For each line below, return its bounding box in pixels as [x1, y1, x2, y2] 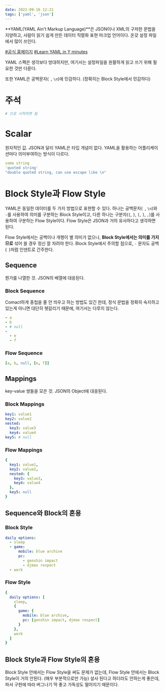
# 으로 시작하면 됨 [5, 111, 38, 116]
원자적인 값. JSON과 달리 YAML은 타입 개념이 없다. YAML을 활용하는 [5, 145, 137, 151]
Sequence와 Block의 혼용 [5, 509, 82, 517]
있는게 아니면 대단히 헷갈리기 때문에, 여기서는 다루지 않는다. [5, 305, 119, 311]
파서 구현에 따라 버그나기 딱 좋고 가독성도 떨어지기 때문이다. [5, 682, 119, 688]
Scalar [5, 128, 32, 139]
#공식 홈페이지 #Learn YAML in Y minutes [5, 49, 88, 55]
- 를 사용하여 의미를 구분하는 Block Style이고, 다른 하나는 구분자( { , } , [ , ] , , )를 [5, 211, 155, 217]
